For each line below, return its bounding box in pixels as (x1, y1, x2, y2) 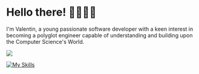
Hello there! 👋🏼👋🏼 (6, 5, 97, 19)
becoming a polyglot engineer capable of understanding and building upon (6, 31, 193, 39)
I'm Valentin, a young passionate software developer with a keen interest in (6, 25, 194, 32)
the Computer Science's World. (6, 38, 85, 45)
